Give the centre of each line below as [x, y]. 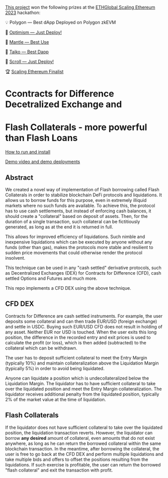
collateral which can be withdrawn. [41, 348]
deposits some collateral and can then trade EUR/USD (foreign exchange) [81, 321]
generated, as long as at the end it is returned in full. [59, 227]
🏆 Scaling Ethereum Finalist [34, 72]
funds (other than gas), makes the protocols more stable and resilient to [79, 247]
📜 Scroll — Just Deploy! [30, 62]
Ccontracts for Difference [60, 94]
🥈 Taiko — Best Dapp [27, 52]
